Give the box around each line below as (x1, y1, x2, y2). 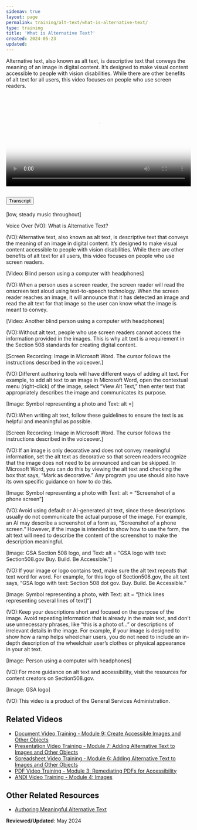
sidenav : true (6, 8, 41, 15)
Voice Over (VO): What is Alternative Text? (6, 222, 108, 229)
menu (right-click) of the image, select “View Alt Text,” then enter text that (6, 382, 185, 390)
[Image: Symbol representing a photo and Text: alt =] (6, 400, 134, 407)
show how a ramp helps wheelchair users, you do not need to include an (6, 633, 182, 640)
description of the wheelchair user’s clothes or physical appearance (21, 639, 186, 647)
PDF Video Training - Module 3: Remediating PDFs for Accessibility (14, 767, 177, 774)
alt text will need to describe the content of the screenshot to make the (6, 532, 178, 539)
